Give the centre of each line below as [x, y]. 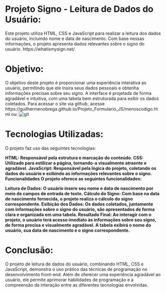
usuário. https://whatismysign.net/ [40, 49]
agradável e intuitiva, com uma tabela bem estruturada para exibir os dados [82, 98]
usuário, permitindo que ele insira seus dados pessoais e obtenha [72, 88]
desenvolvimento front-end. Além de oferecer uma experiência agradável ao [83, 274]
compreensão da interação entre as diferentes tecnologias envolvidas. [77, 285]
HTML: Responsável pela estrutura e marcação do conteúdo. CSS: [74, 158]
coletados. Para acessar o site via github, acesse [55, 104]
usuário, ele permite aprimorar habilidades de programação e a [69, 280]
